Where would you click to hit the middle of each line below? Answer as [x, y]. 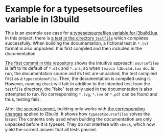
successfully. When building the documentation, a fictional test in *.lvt [77, 43]
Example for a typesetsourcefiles [74, 9]
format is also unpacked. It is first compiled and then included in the [73, 48]
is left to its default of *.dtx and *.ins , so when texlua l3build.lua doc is [80, 68]
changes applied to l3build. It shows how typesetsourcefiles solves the [78, 114]
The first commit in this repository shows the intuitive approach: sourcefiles [82, 63]
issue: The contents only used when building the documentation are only [79, 119]
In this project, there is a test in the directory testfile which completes [77, 38]
